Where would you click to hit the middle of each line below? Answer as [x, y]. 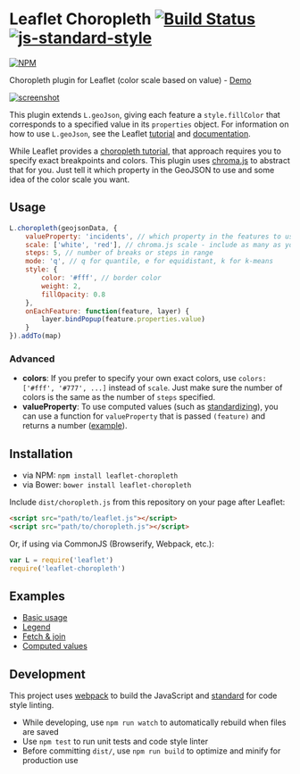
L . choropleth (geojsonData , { [63, 228]
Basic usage [45, 618]
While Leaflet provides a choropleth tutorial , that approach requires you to [145, 151]
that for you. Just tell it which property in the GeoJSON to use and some [142, 170]
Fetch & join [44, 637]
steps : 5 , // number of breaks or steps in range [120, 253]
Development [48, 674]
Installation [41, 454]
